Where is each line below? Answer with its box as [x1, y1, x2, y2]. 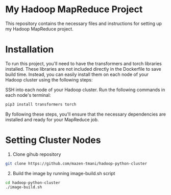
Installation [5, 44, 54, 55]
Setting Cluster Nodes [5, 134, 101, 146]
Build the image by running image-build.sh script [12, 170, 115, 176]
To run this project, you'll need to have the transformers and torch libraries [5, 60, 162, 67]
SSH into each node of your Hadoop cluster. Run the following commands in [5, 87, 165, 93]
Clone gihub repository [12, 151, 61, 157]
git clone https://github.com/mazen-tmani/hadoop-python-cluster [5, 161, 147, 166]
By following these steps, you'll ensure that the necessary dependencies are [5, 111, 166, 117]
